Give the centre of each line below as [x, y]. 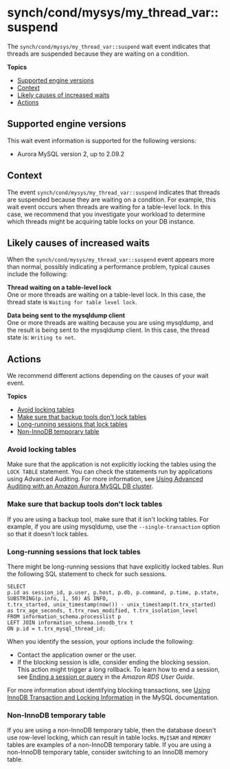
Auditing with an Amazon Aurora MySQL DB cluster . [80, 486]
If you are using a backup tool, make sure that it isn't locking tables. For [108, 519]
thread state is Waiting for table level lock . [72, 302]
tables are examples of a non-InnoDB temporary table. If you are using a [109, 745]
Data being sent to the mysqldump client [66, 315]
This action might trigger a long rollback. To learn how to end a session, [118, 670]
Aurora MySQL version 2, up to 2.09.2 [71, 154]
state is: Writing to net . [42, 337]
